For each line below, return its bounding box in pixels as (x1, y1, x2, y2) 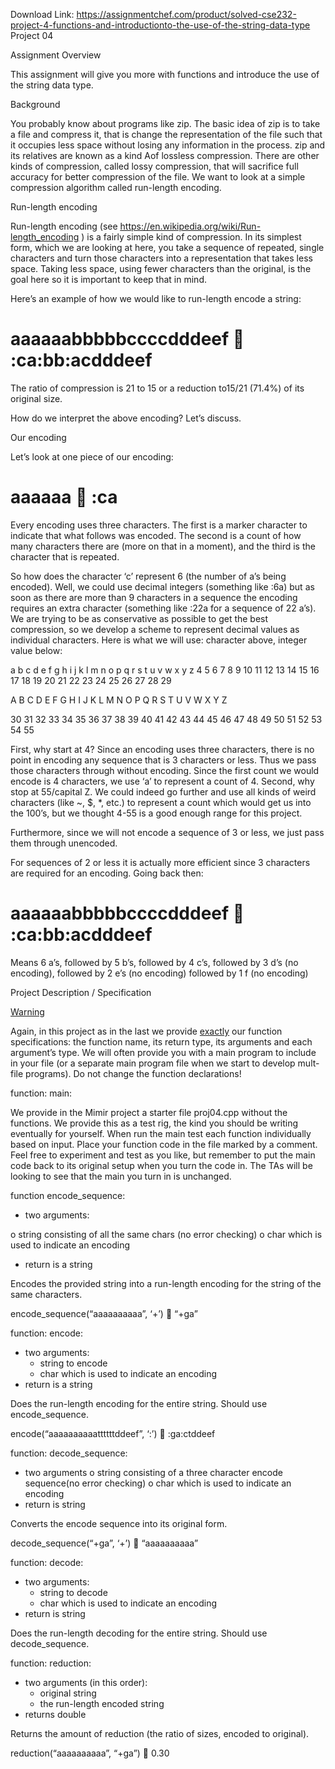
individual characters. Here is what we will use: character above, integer (10, 634, 308, 646)
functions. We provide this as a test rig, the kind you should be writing (10, 1117, 299, 1129)
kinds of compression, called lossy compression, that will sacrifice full (10, 160, 299, 172)
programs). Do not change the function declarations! (25, 1067, 242, 1079)
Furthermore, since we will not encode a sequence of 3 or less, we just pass (10, 826, 325, 838)
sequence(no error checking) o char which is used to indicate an (24, 1477, 292, 1489)
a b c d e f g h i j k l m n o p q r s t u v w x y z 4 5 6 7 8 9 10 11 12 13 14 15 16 (10, 664, 320, 676)
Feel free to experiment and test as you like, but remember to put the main (10, 1149, 316, 1161)
